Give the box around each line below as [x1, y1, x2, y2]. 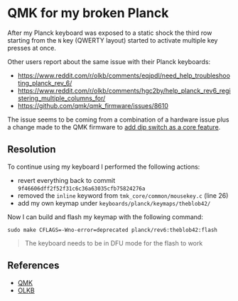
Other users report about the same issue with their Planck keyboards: [7, 57, 211, 65]
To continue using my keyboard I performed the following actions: [7, 162, 200, 171]
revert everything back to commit [17, 176, 116, 184]
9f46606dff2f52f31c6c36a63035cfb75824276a [17, 185, 146, 192]
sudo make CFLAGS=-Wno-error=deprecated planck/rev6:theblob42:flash [7, 226, 218, 233]
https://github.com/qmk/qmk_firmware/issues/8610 [17, 101, 169, 110]
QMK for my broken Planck [7, 5, 169, 21]
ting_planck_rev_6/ [17, 78, 72, 87]
